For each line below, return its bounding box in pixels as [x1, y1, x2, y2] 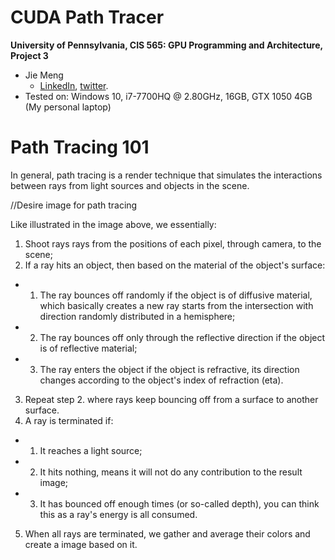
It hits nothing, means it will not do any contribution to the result [39, 466, 303, 478]
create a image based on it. [24, 538, 138, 550]
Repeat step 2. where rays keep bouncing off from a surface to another [24, 393, 319, 405]
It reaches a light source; [39, 444, 143, 456]
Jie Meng [24, 69, 64, 81]
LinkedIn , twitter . [39, 79, 109, 91]
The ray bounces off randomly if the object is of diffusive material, [39, 289, 313, 301]
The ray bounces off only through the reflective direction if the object [39, 331, 326, 343]
